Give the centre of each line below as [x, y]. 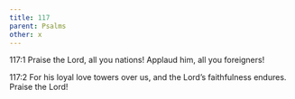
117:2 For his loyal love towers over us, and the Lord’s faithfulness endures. [148, 77]
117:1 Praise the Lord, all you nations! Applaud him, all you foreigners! [137, 60]
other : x [26, 34]
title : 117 [30, 18]
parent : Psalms [38, 26]
